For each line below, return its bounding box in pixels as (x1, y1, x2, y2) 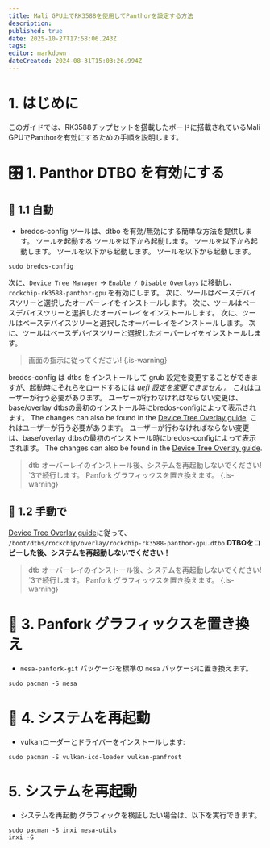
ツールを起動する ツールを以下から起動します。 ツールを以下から (35, 236, 251, 246)
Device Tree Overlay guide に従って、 (8, 528, 131, 537)
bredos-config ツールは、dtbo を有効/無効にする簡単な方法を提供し (19, 226, 246, 236)
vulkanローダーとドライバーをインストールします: (19, 737, 185, 746)
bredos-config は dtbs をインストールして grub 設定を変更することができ (8, 372, 251, 382)
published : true (8, 27, 63, 35)
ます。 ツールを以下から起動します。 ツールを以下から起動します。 (34, 246, 255, 256)
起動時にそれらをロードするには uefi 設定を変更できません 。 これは (29, 382, 255, 392)
